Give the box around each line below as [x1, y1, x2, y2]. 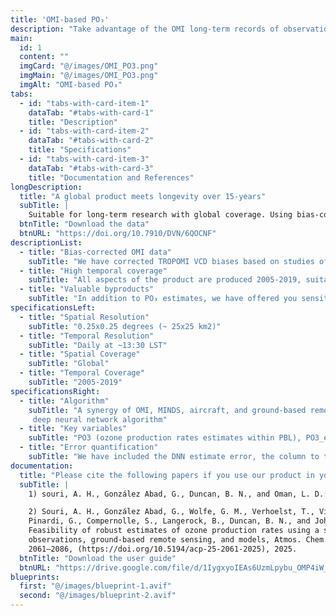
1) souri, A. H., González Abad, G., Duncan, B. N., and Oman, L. [28, 489, 311, 499]
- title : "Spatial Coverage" [19, 349, 141, 360]
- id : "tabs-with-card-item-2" [19, 126, 150, 136]
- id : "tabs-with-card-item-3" [19, 154, 150, 164]
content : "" [19, 52, 70, 62]
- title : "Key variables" [19, 424, 128, 434]
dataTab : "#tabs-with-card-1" [28, 107, 155, 118]
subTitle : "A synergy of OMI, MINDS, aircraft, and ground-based [28, 405, 307, 415]
